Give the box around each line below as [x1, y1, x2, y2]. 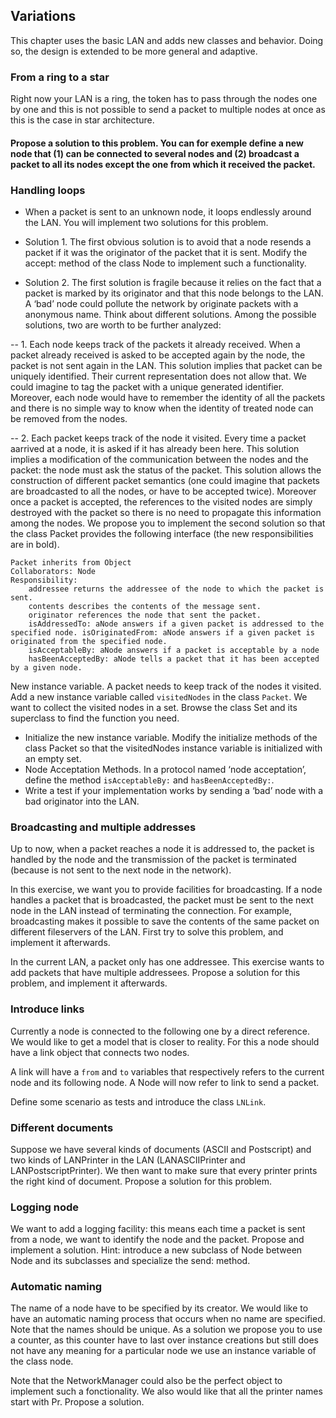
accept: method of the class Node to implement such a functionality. [24, 257, 307, 269]
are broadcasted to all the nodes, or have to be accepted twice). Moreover [10, 485, 317, 497]
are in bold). [10, 539, 60, 550]
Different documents [10, 1120, 114, 1134]
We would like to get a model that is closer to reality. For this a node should [10, 1035, 320, 1048]
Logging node [10, 1200, 80, 1214]
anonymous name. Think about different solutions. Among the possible [24, 309, 317, 320]
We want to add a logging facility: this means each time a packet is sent [10, 1223, 306, 1235]
